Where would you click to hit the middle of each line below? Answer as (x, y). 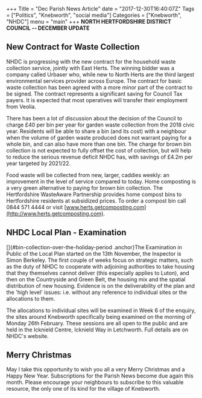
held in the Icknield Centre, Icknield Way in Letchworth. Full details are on (97, 330)
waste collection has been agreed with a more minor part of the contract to (99, 87)
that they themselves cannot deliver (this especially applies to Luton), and (98, 273)
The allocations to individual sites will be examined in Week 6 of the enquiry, (101, 310)
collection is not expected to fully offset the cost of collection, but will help (99, 150)
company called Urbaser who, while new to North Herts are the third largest (100, 74)
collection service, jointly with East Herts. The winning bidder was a (90, 68)
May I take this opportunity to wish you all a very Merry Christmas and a (96, 370)
